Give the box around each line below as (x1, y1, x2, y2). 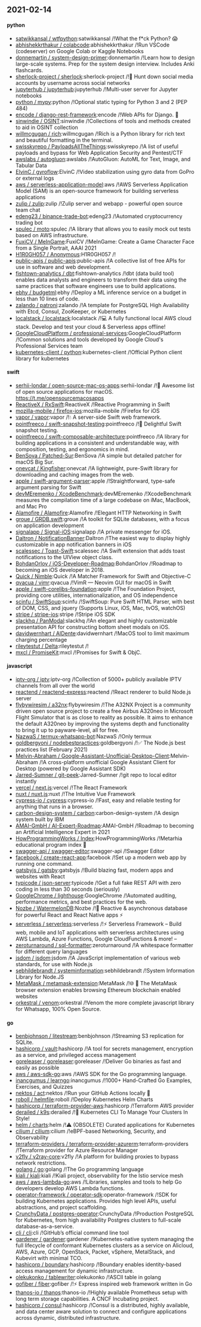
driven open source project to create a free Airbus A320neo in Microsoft (15, 707, 193, 715)
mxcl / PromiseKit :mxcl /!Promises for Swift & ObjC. (15, 648, 142, 656)
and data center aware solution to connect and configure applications (15, 1308, 187, 1315)
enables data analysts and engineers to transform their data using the (15, 276, 187, 283)
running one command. (15, 860, 73, 867)
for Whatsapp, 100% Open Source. (15, 1006, 101, 1012)
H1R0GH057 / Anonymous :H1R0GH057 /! (15, 250, 116, 258)
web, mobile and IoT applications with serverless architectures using (15, 929, 184, 936)
